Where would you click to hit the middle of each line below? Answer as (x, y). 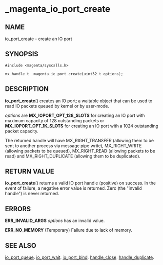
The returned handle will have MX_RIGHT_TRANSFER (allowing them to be (80, 140)
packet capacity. (22, 131)
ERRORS (18, 209)
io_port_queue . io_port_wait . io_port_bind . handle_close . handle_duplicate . (80, 257)
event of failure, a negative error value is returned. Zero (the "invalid (73, 188)
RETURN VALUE (30, 171)
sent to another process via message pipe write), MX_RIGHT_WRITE (73, 146)
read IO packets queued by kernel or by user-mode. (57, 106)
